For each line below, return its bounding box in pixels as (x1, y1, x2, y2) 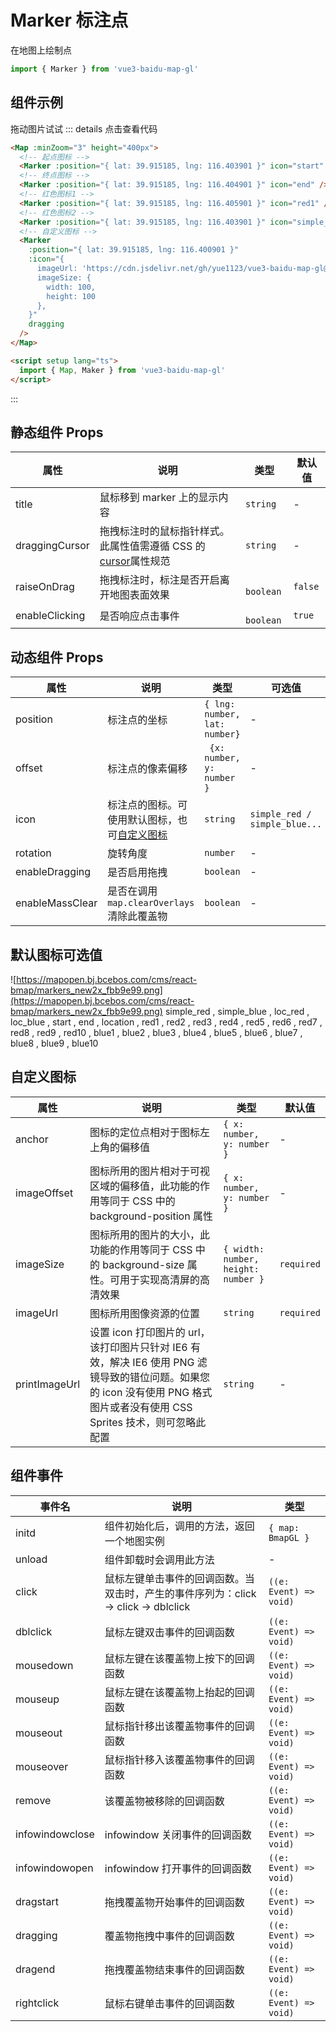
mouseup (15, 1692, 60, 1706)
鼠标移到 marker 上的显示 (99, 491, 219, 505)
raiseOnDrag (15, 580, 75, 594)
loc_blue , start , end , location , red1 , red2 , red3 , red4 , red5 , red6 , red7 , (10, 1016, 323, 1028)
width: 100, (46, 282, 97, 292)
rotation (15, 846, 52, 860)
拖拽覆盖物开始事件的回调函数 (104, 1895, 245, 1909)
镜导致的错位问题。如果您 (89, 1370, 211, 1384)
